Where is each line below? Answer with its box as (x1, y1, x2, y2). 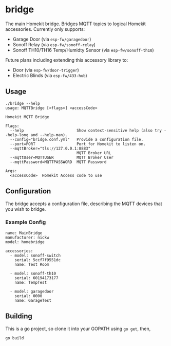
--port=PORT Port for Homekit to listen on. (10, 141, 146, 147)
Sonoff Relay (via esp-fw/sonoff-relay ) (12, 41, 96, 47)
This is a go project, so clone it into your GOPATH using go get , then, (5, 325, 151, 332)
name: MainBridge (5, 230, 43, 235)
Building (5, 312, 32, 321)
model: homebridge (5, 239, 45, 245)
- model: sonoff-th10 (10, 271, 56, 276)
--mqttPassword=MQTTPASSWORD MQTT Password (10, 159, 107, 165)
